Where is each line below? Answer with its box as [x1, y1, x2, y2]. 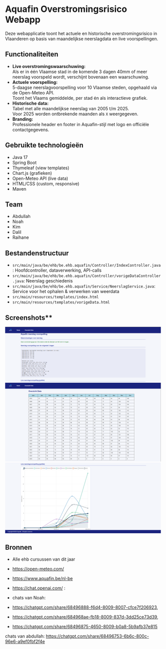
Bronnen [5, 543, 32, 552]
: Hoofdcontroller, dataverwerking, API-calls [12, 267, 102, 274]
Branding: [12, 116, 34, 122]
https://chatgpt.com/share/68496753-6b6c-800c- [45, 633, 149, 639]
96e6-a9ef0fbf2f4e [5, 639, 45, 645]
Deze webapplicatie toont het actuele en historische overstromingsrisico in [5, 30, 157, 36]
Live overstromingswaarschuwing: [12, 63, 85, 69]
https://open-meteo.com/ [12, 566, 64, 572]
